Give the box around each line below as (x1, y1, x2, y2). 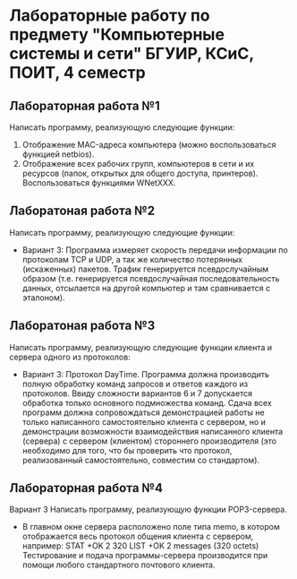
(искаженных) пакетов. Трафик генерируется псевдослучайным (21, 264, 269, 274)
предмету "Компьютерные (9, 24, 225, 45)
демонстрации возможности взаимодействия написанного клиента (21, 426, 284, 436)
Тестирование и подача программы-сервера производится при (21, 550, 268, 561)
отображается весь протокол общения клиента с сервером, (21, 531, 254, 542)
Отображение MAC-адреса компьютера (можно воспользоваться (21, 140, 276, 150)
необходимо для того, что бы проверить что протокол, (21, 445, 233, 455)
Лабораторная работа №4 (9, 480, 164, 496)
